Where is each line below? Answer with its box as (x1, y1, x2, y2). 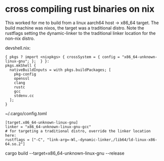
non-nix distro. (5, 35, 35, 41)
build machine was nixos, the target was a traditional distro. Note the (5, 25, 144, 31)
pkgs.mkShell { (5, 63, 36, 68)
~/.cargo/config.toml (5, 110, 47, 116)
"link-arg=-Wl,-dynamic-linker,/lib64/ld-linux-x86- (47, 137, 158, 142)
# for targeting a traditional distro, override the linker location (5, 129, 151, 133)
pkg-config (14, 71, 36, 77)
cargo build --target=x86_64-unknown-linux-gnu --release (5, 150, 125, 156)
